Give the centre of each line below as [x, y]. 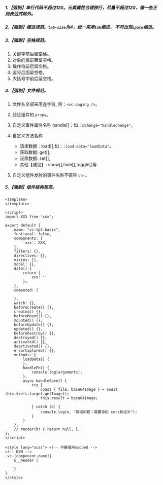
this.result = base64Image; [69, 398]
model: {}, [25, 264]
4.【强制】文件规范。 [27, 91]
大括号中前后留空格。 [34, 78]
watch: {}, [25, 303]
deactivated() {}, [33, 346]
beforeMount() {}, [33, 316]
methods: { [25, 355]
